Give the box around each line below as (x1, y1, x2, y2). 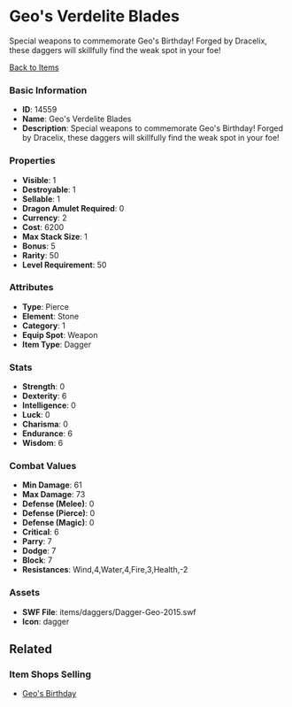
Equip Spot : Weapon (21, 329, 98, 340)
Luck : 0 (21, 410, 50, 420)
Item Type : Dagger (21, 339, 91, 350)
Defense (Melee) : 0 (21, 498, 95, 510)
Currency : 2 (21, 212, 68, 223)
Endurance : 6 (21, 428, 73, 439)
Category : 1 (21, 320, 66, 331)
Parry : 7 (21, 536, 52, 547)
